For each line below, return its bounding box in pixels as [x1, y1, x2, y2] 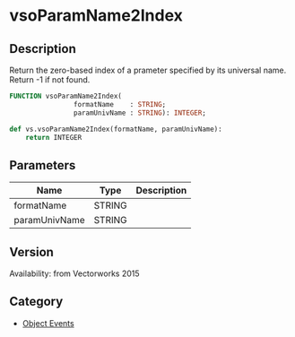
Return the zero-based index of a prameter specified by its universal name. [9, 65, 287, 75]
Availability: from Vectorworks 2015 [9, 268, 141, 279]
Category [9, 294, 64, 309]
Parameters [9, 158, 76, 173]
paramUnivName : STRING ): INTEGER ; [73, 108, 206, 117]
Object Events [22, 317, 74, 328]
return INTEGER [25, 133, 82, 142]
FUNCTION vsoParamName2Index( [9, 91, 123, 100]
